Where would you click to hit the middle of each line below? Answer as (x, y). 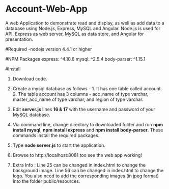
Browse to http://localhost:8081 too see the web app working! (77, 155)
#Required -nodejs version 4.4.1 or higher (49, 49)
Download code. (30, 78)
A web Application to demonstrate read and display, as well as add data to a (85, 23)
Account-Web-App (46, 9)
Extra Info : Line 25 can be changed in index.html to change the (79, 165)
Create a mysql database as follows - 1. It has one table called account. (87, 88)
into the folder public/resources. (46, 181)
